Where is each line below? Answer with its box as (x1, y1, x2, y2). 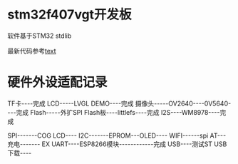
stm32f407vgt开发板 (7, 6, 132, 23)
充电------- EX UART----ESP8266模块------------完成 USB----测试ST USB (7, 140, 227, 148)
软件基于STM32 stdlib (7, 31, 72, 40)
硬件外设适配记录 (7, 74, 108, 91)
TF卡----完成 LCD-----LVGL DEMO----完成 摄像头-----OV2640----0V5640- (7, 99, 232, 108)
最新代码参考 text (7, 46, 56, 55)
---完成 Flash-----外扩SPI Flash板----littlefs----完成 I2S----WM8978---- (7, 108, 220, 116)
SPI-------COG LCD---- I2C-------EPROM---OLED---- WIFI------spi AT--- (7, 131, 227, 140)
